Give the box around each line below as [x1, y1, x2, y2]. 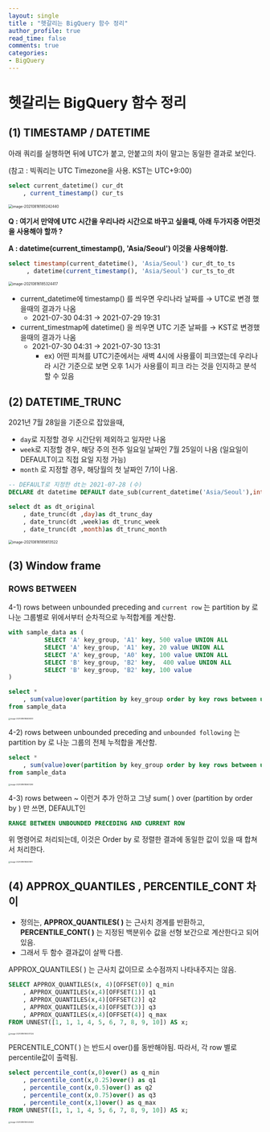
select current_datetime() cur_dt [8, 182, 125, 190]
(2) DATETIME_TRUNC [8, 395, 122, 408]
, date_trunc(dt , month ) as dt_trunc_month [22, 525, 167, 533]
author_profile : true [8, 27, 81, 35]
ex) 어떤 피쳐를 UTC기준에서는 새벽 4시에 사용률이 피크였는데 [43, 351, 237, 361]
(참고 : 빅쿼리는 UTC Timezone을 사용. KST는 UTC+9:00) [8, 166, 193, 175]
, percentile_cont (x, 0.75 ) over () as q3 [22, 1091, 157, 1100]
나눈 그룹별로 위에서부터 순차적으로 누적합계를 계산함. [8, 613, 176, 622]
